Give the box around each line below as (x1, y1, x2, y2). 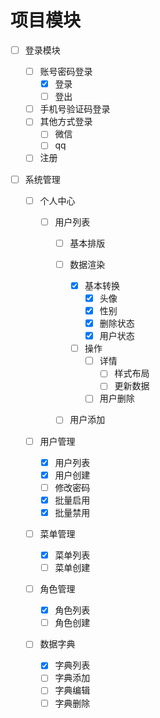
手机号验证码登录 (39, 103, 111, 115)
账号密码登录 (39, 66, 93, 77)
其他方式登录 (39, 116, 93, 128)
